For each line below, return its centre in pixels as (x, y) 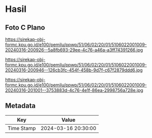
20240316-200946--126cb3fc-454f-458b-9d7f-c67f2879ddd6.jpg (74, 70)
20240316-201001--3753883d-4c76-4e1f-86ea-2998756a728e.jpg (74, 90)
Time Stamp (22, 128)
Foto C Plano (25, 28)
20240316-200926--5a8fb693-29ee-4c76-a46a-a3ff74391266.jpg (74, 50)
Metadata (20, 106)
